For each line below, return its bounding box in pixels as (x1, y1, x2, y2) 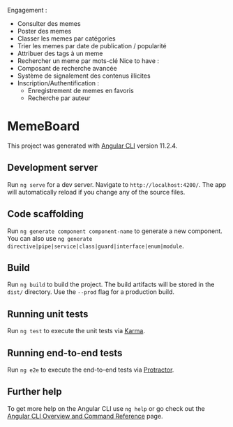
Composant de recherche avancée (17, 64, 117, 72)
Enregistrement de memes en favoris (27, 87, 134, 94)
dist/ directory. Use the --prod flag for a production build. (7, 288, 174, 296)
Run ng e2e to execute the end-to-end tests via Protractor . (7, 365, 174, 374)
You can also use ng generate (7, 234, 93, 242)
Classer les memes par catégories (17, 34, 116, 43)
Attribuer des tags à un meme (17, 49, 103, 57)
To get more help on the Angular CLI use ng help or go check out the (7, 404, 205, 412)
